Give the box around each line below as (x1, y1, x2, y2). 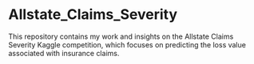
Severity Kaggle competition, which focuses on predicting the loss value (8, 40, 246, 49)
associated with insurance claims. (8, 48, 120, 58)
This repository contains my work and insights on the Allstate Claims (8, 32, 234, 41)
